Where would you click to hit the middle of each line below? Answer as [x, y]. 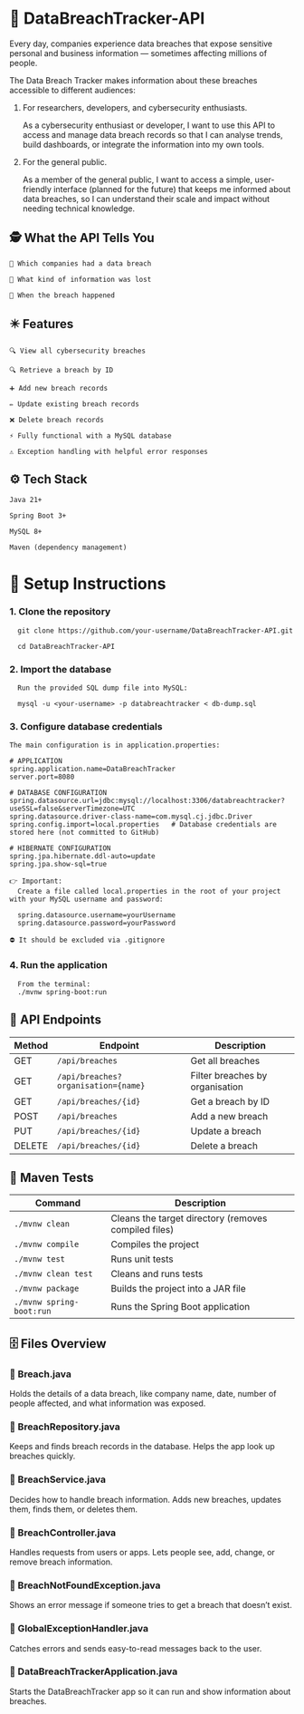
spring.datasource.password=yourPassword [97, 924]
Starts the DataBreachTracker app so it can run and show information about [150, 1691]
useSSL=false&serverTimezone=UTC [72, 809]
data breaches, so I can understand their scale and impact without [146, 199]
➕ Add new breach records [59, 388]
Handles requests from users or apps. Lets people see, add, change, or [142, 1552]
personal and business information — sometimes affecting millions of [138, 53]
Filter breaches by [229, 1075]
